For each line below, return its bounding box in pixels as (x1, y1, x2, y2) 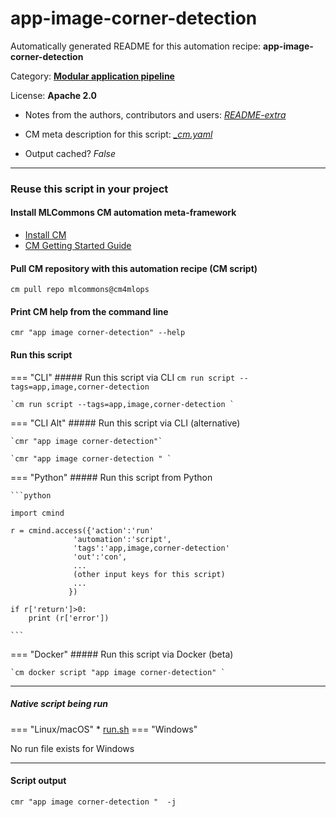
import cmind (10, 508, 65, 518)
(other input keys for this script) (73, 569, 226, 579)
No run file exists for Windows (10, 742, 135, 754)
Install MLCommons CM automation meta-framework (10, 207, 237, 219)
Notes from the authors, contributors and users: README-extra (24, 108, 287, 121)
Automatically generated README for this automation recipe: (10, 40, 262, 52)
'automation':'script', (73, 534, 172, 544)
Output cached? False (24, 147, 116, 159)
